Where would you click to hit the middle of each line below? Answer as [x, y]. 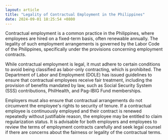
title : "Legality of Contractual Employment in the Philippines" [75, 14]
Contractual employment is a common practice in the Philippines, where [80, 33]
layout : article [22, 10]
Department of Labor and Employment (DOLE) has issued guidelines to [79, 75]
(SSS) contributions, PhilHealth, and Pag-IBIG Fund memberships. [73, 91]
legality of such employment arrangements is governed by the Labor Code [82, 44]
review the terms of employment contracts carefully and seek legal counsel [83, 127]
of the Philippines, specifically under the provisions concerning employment [84, 49]
